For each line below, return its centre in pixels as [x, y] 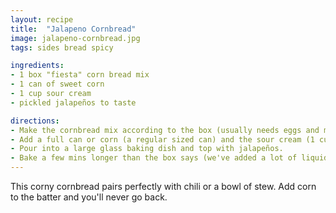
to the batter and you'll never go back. [89, 197]
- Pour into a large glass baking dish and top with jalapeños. [147, 149]
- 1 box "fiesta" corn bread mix [80, 75]
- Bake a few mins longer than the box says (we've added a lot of [154, 158]
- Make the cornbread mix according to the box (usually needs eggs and [165, 130]
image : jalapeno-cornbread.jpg [75, 38]
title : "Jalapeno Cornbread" [73, 29]
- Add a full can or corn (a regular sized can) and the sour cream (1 [162, 139]
